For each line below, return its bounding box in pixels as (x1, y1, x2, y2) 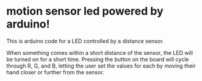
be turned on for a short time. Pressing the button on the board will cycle (6, 55, 189, 63)
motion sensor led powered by (6, 4, 164, 18)
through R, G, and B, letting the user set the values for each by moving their (6, 62, 197, 69)
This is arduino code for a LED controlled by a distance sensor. (6, 37, 164, 44)
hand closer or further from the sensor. (6, 68, 105, 76)
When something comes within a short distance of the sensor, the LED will (6, 49, 193, 56)
